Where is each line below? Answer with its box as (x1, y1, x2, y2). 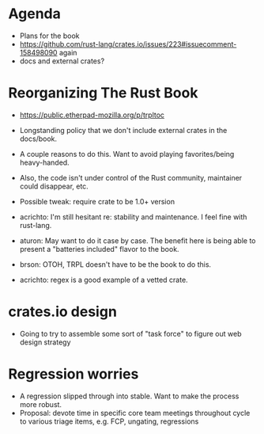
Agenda (8, 5, 61, 23)
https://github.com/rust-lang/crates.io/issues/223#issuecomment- (19, 39, 237, 48)
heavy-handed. (19, 158, 70, 167)
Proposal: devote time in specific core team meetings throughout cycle (19, 408, 251, 417)
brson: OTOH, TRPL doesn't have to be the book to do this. (19, 259, 212, 269)
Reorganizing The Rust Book (8, 84, 198, 102)
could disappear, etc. (19, 181, 89, 191)
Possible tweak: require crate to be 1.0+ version (19, 196, 175, 206)
